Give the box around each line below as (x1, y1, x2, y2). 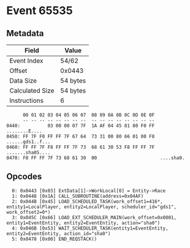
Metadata (6, 28, 44, 39)
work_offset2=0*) (6, 209, 51, 215)
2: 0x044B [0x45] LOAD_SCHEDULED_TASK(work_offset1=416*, (12, 198, 164, 205)
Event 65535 (6, 4, 73, 18)
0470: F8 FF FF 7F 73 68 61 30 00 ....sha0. (6, 155, 185, 161)
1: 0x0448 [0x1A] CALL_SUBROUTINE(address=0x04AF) (12, 193, 144, 199)
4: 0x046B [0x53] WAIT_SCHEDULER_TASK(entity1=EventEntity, (12, 225, 169, 231)
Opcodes (6, 171, 42, 182)
